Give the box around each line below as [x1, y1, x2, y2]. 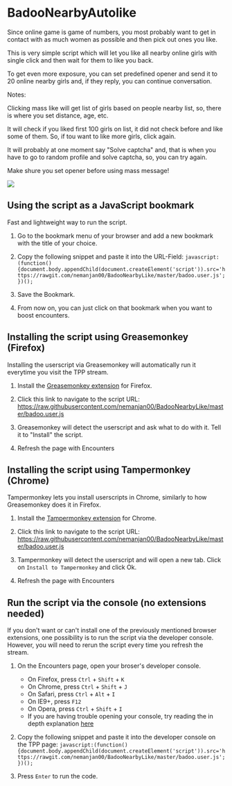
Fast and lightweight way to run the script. [7, 218, 127, 227]
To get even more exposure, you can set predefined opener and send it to [7, 69, 218, 78]
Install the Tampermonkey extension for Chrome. [17, 514, 157, 523]
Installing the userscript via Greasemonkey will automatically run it [7, 360, 196, 369]
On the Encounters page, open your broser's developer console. [17, 662, 201, 670]
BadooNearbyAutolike [7, 5, 137, 21]
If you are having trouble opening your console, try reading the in [27, 712, 213, 721]
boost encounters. [17, 311, 70, 319]
